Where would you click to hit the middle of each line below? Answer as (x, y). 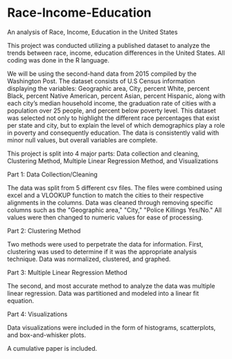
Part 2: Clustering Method (44, 231)
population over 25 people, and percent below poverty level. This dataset (111, 110)
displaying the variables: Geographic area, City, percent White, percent (108, 88)
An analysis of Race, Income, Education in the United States (92, 32)
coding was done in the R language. (58, 60)
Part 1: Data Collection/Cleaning (53, 174)
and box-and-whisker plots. (47, 335)
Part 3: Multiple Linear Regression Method (68, 272)
